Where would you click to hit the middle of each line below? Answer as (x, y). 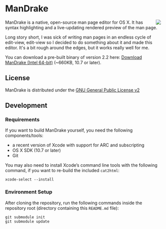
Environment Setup (29, 192)
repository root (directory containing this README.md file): (62, 208)
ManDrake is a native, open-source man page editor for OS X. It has (74, 22)
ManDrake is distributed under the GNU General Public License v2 (72, 90)
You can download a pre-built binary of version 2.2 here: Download (74, 57)
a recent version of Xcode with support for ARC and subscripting (78, 145)
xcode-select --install (30, 180)
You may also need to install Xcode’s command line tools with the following (81, 165)
